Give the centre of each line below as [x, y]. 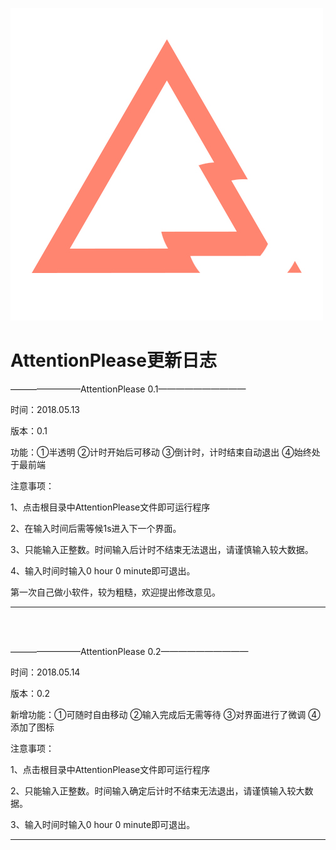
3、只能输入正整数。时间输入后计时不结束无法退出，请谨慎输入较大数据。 [162, 549]
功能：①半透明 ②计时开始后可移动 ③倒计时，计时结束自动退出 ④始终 [161, 452]
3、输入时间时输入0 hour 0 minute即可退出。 [103, 824]
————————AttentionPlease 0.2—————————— [129, 651]
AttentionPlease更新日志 [113, 360]
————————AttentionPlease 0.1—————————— [128, 389]
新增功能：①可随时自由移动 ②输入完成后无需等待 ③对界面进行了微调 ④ [165, 714]
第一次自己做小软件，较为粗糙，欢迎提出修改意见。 [115, 592]
